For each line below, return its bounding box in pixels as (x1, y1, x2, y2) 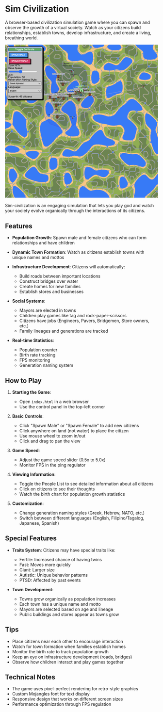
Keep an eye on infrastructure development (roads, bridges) (12, 654, 132, 660)
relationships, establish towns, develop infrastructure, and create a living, (5, 30, 151, 35)
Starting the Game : (12, 389, 51, 395)
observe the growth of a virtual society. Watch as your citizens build (5, 24, 141, 30)
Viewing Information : (12, 471, 56, 477)
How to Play (5, 376, 42, 385)
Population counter (19, 347, 58, 353)
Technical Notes (5, 673, 56, 681)
